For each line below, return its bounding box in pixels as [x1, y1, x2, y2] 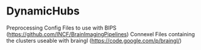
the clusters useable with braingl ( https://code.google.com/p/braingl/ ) [6, 37, 182, 44]
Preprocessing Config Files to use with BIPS [6, 24, 117, 31]
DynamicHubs [6, 4, 80, 18]
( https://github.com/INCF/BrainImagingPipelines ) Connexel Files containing [6, 30, 195, 37]
